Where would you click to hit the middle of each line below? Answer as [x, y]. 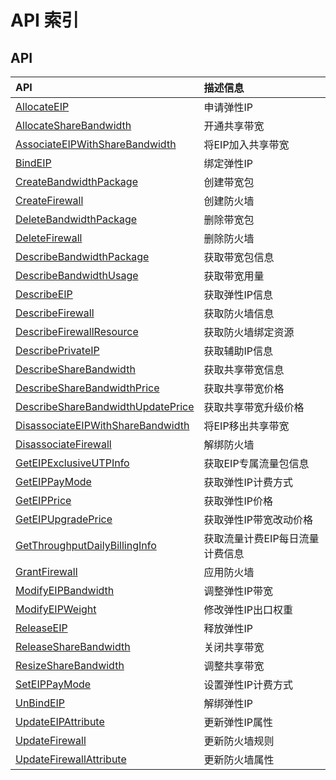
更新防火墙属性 [239, 759]
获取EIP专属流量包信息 [256, 463]
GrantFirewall [46, 571]
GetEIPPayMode [53, 481]
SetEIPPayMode [53, 684]
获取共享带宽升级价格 [254, 407]
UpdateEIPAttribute [60, 721]
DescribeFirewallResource [77, 331]
